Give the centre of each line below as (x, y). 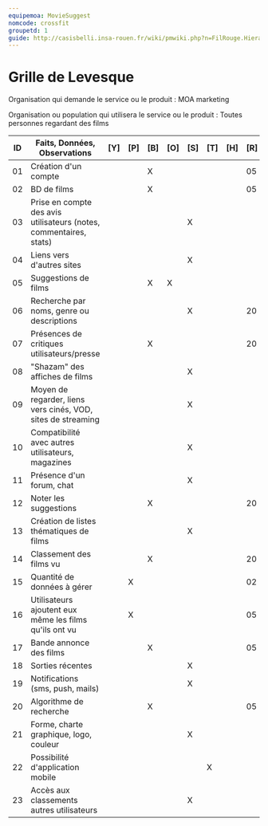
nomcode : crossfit (39, 23)
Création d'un (56, 167)
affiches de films (62, 377)
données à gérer (61, 587)
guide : (19, 38)
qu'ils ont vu (54, 630)
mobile (43, 777)
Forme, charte (57, 725)
